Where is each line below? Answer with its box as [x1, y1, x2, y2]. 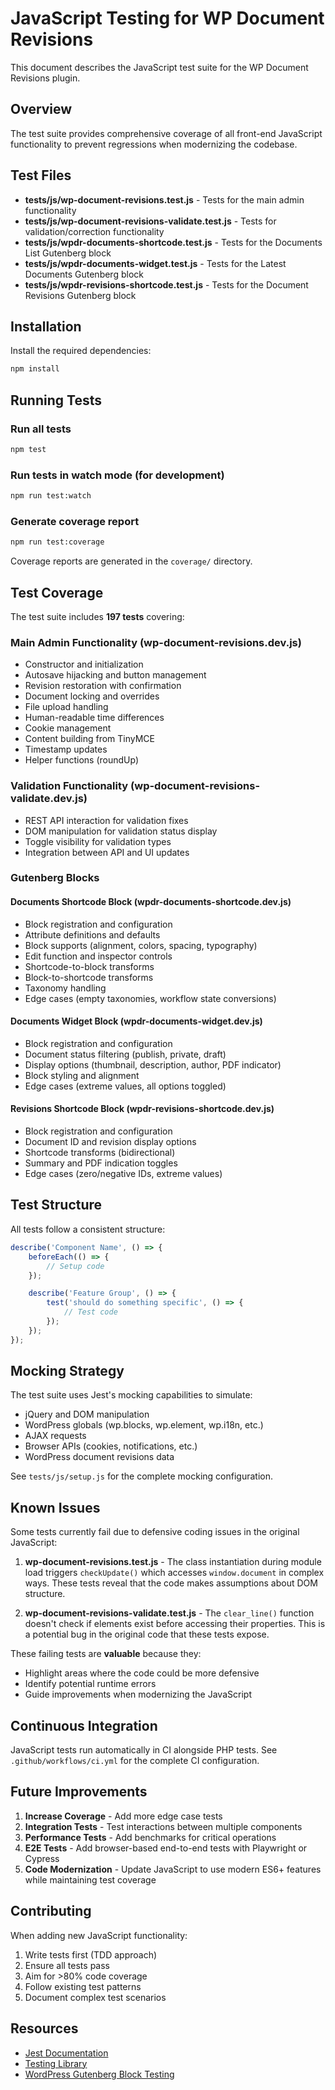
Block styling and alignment [24, 1069, 140, 1081]
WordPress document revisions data [24, 1451, 175, 1463]
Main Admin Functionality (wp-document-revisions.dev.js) [10, 635, 302, 649]
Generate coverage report [10, 514, 140, 528]
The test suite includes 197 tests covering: [10, 610, 185, 622]
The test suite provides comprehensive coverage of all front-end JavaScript [10, 127, 323, 139]
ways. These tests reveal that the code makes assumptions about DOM [24, 1577, 318, 1589]
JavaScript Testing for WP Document [10, 7, 325, 30]
